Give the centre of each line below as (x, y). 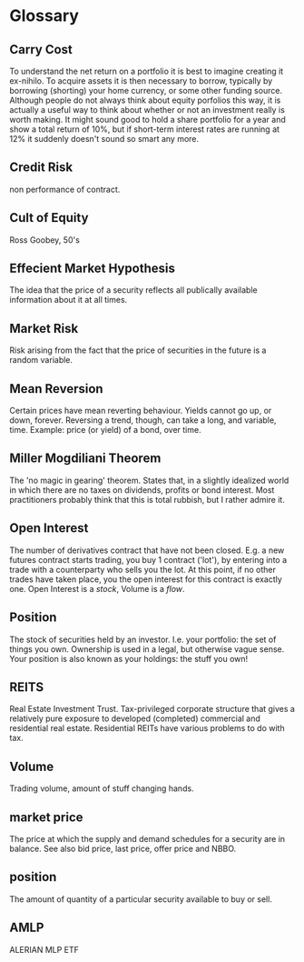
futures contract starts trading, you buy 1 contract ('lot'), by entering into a (148, 559)
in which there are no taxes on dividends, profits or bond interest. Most (142, 490)
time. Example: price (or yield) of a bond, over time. (105, 430)
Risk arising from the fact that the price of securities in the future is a (138, 350)
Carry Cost (41, 50)
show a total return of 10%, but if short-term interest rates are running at (144, 129)
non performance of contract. (65, 189)
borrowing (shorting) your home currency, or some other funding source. (146, 90)
